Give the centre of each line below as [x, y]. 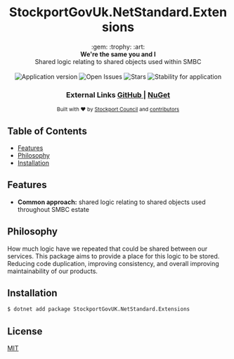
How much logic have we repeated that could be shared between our [108, 248]
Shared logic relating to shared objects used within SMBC [118, 61]
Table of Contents [47, 131]
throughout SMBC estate [53, 209]
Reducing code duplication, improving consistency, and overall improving [113, 263]
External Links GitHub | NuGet [118, 94]
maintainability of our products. [53, 271]
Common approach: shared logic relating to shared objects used [111, 202]
